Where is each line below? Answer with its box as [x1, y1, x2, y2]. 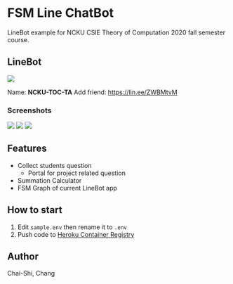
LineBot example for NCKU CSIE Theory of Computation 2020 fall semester [7, 28, 226, 37]
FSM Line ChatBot [7, 5, 114, 21]
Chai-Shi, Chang [7, 269, 55, 278]
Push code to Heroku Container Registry [17, 230, 135, 238]
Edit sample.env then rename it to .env [17, 223, 128, 231]
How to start [7, 204, 62, 216]
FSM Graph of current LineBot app [17, 183, 118, 192]
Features [7, 143, 47, 155]
